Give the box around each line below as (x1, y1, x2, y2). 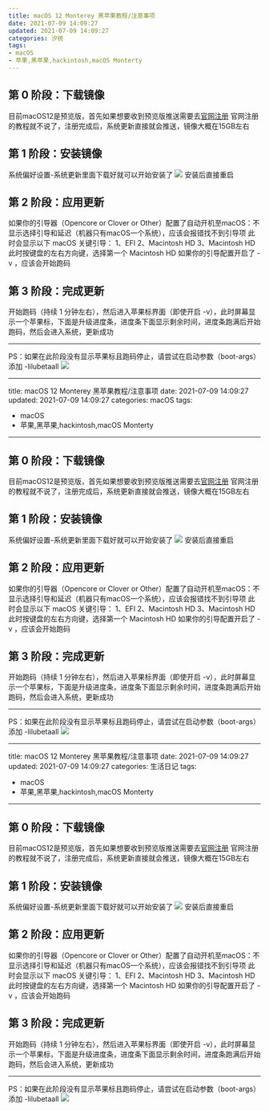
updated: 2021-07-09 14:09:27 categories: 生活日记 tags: (8, 762, 197, 771)
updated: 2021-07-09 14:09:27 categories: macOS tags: (8, 395, 193, 405)
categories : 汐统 (8, 34, 64, 43)
